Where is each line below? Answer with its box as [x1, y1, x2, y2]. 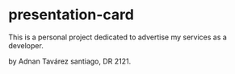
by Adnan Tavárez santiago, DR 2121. [8, 56, 132, 66]
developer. [8, 40, 44, 50]
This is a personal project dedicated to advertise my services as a [8, 32, 228, 42]
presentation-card [8, 6, 135, 24]
